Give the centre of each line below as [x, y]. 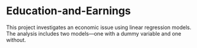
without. [16, 40]
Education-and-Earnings [69, 11]
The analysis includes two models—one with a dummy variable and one [94, 33]
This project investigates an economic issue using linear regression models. [99, 27]
